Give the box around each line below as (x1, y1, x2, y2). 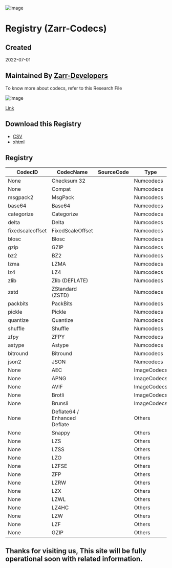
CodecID (16, 169, 38, 176)
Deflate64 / (51, 408, 79, 416)
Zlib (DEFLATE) (51, 277, 89, 284)
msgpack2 (8, 194, 34, 201)
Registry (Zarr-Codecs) (5, 23, 107, 34)
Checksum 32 (51, 177, 86, 184)
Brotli (51, 391, 64, 399)
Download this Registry (5, 120, 82, 128)
